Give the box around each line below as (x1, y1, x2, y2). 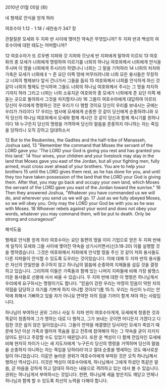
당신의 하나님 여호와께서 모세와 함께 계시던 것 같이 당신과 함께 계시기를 (10, 115, 147, 121)
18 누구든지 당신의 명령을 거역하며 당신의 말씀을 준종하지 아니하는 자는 (14, 121, 150, 127)
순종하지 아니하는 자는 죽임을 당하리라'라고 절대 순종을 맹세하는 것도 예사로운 (10, 347, 159, 352)
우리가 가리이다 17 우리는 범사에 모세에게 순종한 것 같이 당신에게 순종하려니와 (5, 109, 154, 114)
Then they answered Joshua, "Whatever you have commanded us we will (5, 190, 155, 195)
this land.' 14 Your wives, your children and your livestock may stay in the (5, 153, 155, 159)
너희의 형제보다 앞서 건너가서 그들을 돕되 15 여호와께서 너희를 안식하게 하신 (10, 77, 155, 83)
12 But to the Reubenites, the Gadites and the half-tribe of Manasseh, (5, 137, 146, 143)
